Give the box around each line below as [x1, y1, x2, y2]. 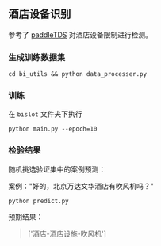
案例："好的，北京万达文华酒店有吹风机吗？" [8, 181, 155, 191]
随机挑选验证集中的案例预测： [8, 165, 105, 174]
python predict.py [8, 197, 69, 205]
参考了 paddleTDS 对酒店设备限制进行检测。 [8, 30, 153, 40]
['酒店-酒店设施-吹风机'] [27, 229, 107, 238]
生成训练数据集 [8, 51, 66, 62]
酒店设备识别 [8, 7, 71, 21]
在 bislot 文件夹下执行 [8, 109, 82, 119]
